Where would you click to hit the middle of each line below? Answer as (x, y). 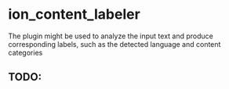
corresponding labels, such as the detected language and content (114, 44)
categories (25, 52)
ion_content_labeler (75, 14)
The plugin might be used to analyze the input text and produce (111, 36)
